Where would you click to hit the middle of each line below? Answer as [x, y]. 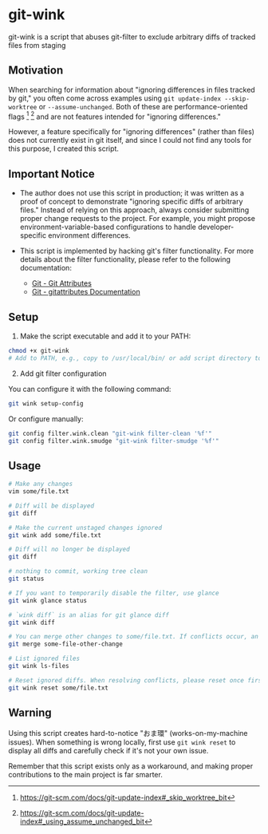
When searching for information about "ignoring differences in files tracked [132, 89]
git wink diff [32, 623]
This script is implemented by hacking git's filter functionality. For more [136, 251]
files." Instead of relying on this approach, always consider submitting [134, 210]
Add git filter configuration [63, 374]
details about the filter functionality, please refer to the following [125, 259]
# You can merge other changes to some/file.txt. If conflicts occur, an [134, 637]
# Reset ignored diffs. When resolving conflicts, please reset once [126, 680]
